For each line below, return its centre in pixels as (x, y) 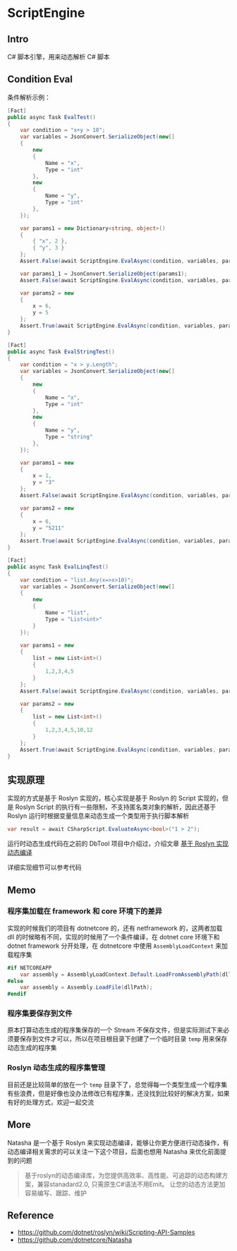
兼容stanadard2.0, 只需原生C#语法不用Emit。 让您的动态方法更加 (131, 1184)
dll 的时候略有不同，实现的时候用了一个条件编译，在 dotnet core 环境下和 (114, 936)
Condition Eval (40, 79)
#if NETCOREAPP (30, 968)
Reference (31, 1215)
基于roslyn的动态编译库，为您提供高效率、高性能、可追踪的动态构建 (123, 1175)
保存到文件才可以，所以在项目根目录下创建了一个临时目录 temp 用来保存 (123, 1039)
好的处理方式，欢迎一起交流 (53, 1102)
